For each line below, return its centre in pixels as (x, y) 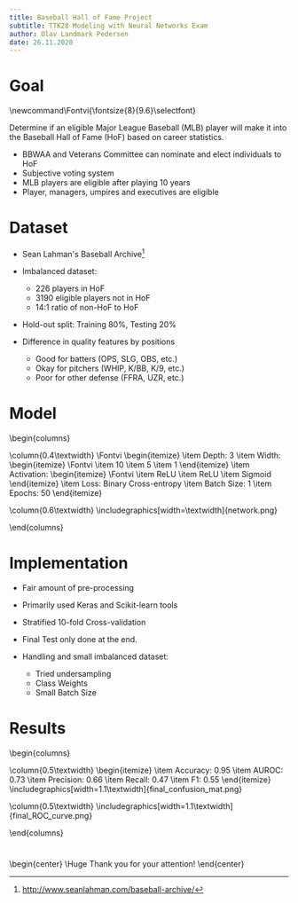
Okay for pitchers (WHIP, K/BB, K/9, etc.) (110, 368)
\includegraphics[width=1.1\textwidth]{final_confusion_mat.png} (125, 789)
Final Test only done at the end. (79, 639)
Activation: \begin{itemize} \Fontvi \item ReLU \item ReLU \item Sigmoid (141, 474)
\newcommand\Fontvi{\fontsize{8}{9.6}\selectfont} (103, 111)
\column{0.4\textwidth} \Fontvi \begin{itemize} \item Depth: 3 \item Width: (145, 455)
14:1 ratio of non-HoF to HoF (87, 307)
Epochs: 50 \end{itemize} (56, 492)
